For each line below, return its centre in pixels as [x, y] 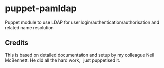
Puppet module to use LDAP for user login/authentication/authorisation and [82, 22]
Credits [17, 43]
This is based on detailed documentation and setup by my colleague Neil [80, 55]
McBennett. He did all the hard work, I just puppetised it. [63, 60]
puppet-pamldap [41, 9]
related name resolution [29, 27]
